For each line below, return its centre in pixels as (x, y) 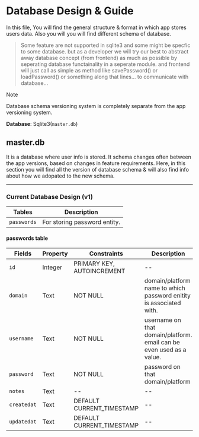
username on (163, 320)
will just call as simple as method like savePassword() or (89, 70)
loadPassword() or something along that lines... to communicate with (105, 77)
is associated (163, 303)
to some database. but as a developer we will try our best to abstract (105, 51)
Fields (23, 254)
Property (55, 254)
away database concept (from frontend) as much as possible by (99, 58)
